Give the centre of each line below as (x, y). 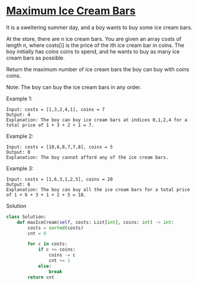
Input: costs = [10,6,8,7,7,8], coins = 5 (59, 147)
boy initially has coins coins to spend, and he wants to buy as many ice (93, 51)
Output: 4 (18, 115)
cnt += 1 (59, 261)
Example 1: (19, 99)
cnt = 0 (37, 233)
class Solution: (26, 217)
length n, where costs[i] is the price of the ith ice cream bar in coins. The (95, 45)
